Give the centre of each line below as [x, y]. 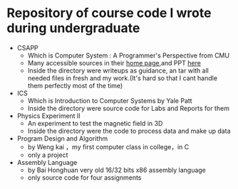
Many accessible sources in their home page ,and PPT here [114, 63]
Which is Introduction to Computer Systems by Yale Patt [110, 100]
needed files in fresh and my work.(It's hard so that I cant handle [123, 78]
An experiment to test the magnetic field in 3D [95, 123]
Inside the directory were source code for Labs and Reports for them [128, 108]
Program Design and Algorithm [62, 138]
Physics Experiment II [49, 116]
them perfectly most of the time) [75, 85]
